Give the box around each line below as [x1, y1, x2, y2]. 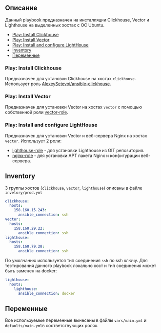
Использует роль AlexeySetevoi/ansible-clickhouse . [5, 81, 111, 87]
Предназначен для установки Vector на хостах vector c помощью [5, 104, 142, 110]
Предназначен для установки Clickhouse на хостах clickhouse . [5, 76, 136, 82]
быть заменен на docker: [5, 268, 57, 274]
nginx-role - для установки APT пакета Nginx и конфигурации [12, 153, 140, 158]
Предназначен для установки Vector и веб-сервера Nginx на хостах [5, 133, 147, 138]
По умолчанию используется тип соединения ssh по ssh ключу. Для [5, 258, 148, 264]
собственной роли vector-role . [5, 110, 68, 115]
